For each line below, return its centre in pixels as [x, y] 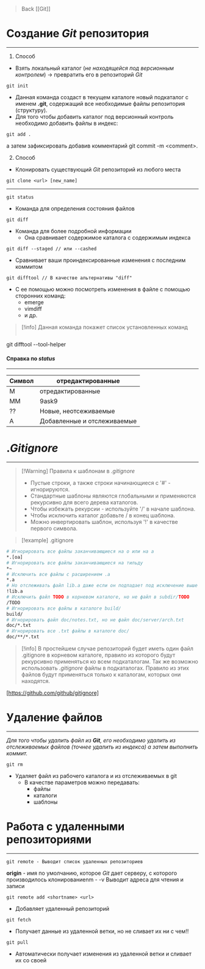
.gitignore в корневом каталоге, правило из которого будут [98, 655]
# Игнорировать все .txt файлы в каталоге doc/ [68, 631]
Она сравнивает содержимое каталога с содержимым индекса [107, 238]
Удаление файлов [54, 718]
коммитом [29, 266]
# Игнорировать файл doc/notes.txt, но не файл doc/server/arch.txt [95, 620]
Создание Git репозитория [78, 34]
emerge [34, 302]
